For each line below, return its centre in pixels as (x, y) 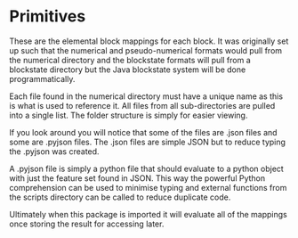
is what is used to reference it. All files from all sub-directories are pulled (142, 105)
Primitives (48, 16)
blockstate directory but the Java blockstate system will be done (128, 70)
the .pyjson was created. (54, 151)
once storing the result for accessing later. (87, 224)
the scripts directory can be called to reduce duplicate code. (120, 197)
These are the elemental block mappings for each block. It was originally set (149, 41)
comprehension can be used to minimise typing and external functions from (148, 187)
